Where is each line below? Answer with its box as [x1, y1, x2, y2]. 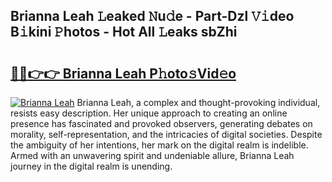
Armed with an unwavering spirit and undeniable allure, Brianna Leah [10, 150, 295, 161]
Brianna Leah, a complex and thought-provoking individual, [76, 97, 321, 108]
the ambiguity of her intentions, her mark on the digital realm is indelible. [10, 139, 309, 151]
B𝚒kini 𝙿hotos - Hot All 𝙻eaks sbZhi [10, 24, 238, 41]
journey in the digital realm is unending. [10, 160, 173, 172]
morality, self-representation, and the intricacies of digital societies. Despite [10, 129, 323, 140]
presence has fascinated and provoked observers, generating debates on [10, 118, 313, 129]
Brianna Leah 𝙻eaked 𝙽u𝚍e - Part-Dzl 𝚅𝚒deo [10, 8, 295, 25]
